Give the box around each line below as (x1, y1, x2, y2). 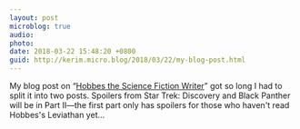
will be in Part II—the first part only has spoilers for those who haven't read (9, 100, 290, 110)
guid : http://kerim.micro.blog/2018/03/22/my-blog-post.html (9, 55, 246, 64)
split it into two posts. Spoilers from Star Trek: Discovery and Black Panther (9, 90, 291, 101)
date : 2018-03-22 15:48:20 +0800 (9, 47, 136, 56)
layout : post (9, 13, 59, 23)
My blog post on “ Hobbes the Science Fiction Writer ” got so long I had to (9, 81, 283, 91)
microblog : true (9, 22, 71, 31)
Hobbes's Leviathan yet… (9, 110, 105, 120)
